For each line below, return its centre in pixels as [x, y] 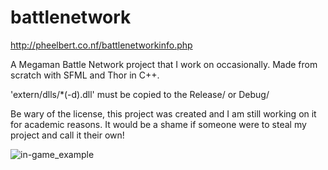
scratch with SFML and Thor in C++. [85, 75]
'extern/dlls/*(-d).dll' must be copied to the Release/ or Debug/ [140, 94]
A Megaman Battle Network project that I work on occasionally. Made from [164, 64]
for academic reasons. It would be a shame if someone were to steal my [158, 124]
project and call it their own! [67, 135]
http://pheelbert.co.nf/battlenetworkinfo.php [101, 45]
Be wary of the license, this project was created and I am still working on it [163, 113]
